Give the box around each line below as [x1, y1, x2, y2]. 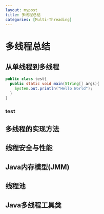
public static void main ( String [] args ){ [10, 81, 100, 87]
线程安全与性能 [5, 144, 53, 153]
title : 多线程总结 [5, 12, 41, 17]
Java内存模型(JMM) [5, 162, 70, 172]
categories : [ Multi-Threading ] [5, 17, 72, 22]
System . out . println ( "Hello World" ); [14, 86, 93, 91]
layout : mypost [5, 7, 38, 13]
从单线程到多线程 [5, 62, 59, 71]
